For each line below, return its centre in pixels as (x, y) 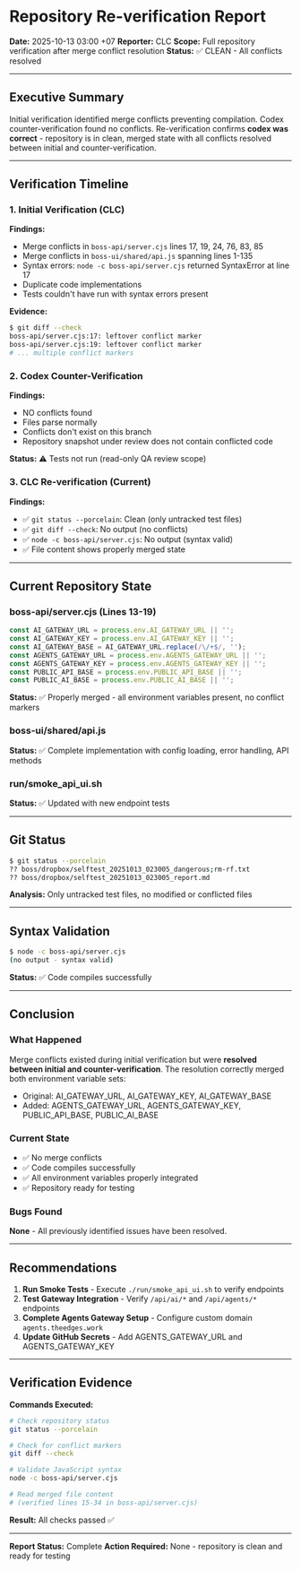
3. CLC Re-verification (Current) (80, 482)
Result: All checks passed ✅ (62, 1520)
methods (26, 760)
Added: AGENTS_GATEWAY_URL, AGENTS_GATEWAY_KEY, (132, 1105)
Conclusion (42, 1014)
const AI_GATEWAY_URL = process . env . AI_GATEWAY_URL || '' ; (122, 630)
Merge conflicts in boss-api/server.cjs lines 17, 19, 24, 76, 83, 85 (143, 246)
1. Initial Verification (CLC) (67, 210)
